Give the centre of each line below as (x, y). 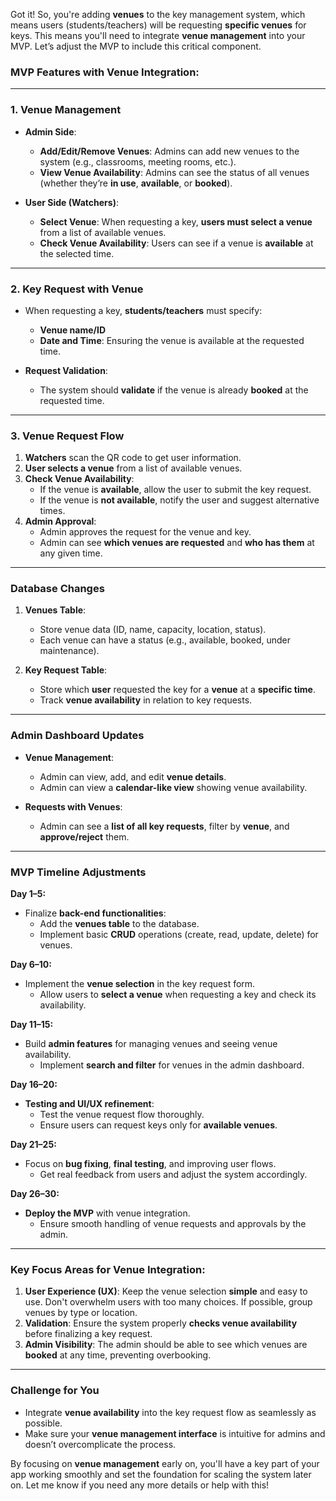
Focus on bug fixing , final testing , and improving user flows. (150, 1164)
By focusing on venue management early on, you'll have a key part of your (165, 1463)
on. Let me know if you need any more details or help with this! (140, 1485)
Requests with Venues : (73, 806)
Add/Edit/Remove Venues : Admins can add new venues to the (169, 151)
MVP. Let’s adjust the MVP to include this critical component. (136, 46)
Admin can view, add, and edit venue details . (133, 776)
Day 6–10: (31, 965)
